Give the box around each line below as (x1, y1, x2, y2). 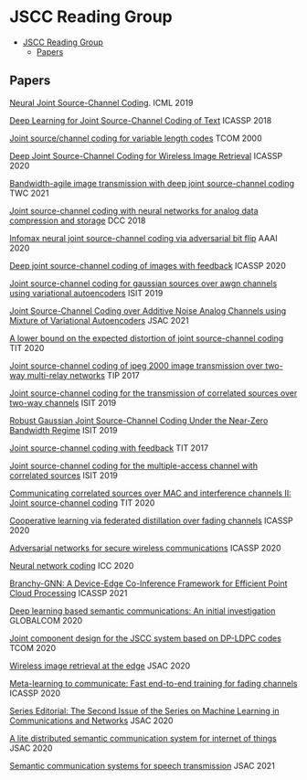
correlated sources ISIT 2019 (9, 469, 119, 481)
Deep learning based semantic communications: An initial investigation (9, 605, 276, 616)
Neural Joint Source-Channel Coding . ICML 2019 (9, 97, 194, 108)
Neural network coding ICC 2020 (9, 560, 134, 571)
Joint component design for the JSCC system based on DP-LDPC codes (9, 633, 281, 644)
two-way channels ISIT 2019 (9, 397, 117, 408)
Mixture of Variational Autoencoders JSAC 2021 (9, 315, 189, 326)
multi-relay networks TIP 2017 (26, 369, 140, 380)
